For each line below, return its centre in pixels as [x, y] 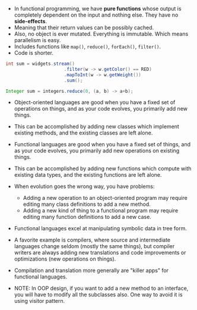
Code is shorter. [34, 53]
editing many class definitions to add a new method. [87, 204]
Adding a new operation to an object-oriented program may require [105, 198]
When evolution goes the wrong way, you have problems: [84, 186]
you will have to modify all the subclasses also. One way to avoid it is [98, 295]
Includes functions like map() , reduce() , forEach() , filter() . [88, 46]
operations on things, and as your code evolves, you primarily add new [101, 109]
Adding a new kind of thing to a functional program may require [101, 211]
